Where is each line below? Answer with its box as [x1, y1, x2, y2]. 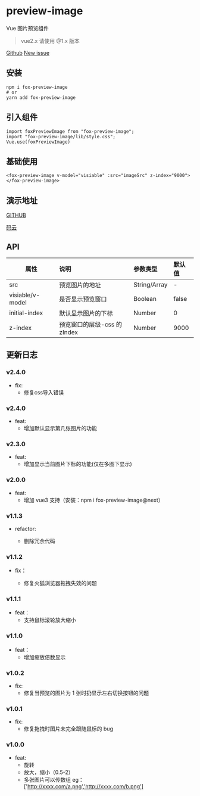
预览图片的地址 [59, 281, 101, 289]
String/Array [133, 281, 168, 288]
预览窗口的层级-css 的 [59, 321, 123, 328]
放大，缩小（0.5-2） [23, 769, 74, 776]
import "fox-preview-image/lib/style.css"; [6, 133, 116, 139]
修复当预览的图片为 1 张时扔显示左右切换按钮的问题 [23, 689, 149, 696]
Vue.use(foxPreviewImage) [6, 139, 70, 145]
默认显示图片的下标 [59, 309, 113, 317]
